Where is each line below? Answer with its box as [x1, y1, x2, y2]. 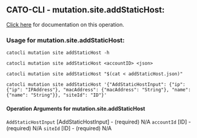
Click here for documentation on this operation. [6, 21, 124, 28]
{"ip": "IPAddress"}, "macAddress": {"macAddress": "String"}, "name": [6, 87, 191, 93]
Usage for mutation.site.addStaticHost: [6, 36, 125, 44]
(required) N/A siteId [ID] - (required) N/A [6, 125, 112, 132]
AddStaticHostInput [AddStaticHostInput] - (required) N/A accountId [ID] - [6, 118, 191, 126]
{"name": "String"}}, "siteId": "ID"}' [6, 92, 107, 99]
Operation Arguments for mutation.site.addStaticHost [6, 105, 145, 112]
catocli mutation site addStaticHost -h [6, 50, 110, 56]
